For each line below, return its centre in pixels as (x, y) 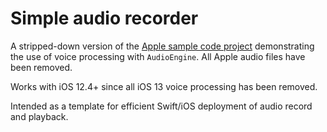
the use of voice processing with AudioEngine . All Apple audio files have (158, 56)
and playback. (39, 116)
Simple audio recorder (104, 18)
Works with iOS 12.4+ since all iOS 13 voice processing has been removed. (164, 86)
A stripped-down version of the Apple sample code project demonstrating (162, 46)
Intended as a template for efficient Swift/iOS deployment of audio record (161, 106)
